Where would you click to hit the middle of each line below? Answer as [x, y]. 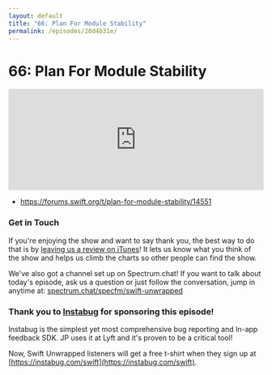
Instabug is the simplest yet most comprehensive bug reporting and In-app [133, 329]
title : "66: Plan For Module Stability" [78, 23]
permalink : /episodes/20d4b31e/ [63, 31]
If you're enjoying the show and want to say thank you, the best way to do [132, 241]
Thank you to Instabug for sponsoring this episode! [111, 311]
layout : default [36, 16]
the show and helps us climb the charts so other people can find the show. [133, 258]
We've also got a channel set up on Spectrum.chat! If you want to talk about [135, 273]
